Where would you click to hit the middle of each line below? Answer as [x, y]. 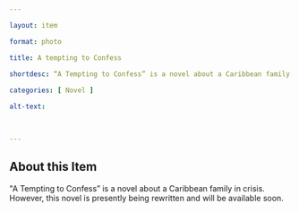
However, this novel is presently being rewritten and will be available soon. [146, 198]
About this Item [53, 167]
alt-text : [28, 107]
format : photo [36, 41]
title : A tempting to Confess [66, 58]
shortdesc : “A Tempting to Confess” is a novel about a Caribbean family [150, 74]
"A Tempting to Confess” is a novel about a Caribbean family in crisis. [137, 188]
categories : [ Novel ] [51, 90]
